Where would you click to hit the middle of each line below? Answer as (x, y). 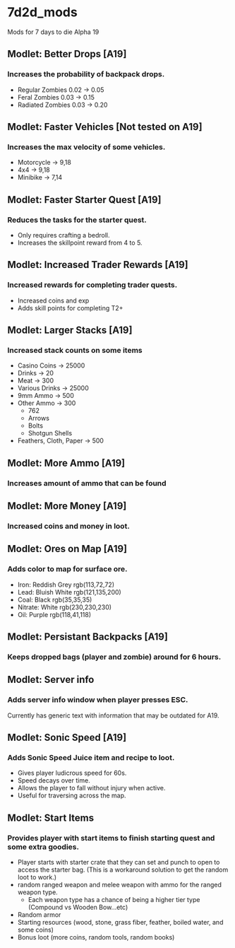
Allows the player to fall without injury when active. (91, 788)
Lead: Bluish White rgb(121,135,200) (69, 592)
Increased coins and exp (53, 300)
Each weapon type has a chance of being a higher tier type (114, 900)
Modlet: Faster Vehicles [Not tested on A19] (105, 127)
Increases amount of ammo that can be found (87, 483)
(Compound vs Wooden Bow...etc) (78, 907)
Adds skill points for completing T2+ (70, 308)
